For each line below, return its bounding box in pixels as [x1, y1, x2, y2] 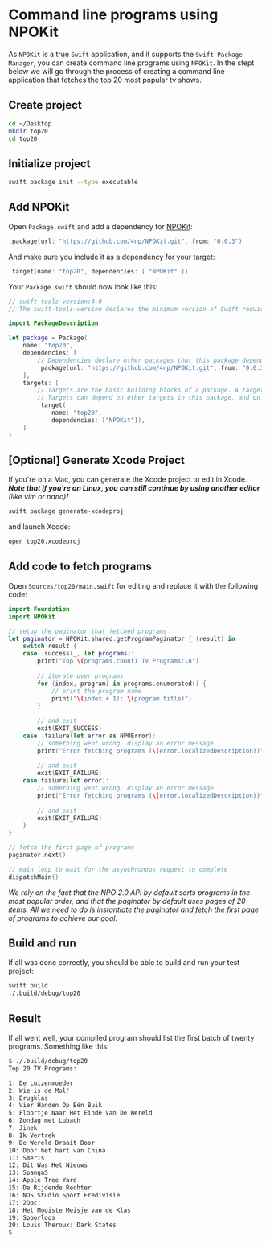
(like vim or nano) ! [8, 492, 69, 502]
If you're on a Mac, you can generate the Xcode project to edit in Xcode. [8, 474, 247, 484]
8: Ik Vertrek [8, 1131, 56, 1139]
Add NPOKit [8, 200, 70, 214]
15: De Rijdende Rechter [8, 1184, 92, 1192]
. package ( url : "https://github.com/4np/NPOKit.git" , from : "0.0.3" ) [8, 237, 243, 245]
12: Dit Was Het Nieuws [8, 1161, 88, 1169]
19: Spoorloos [8, 1213, 56, 1221]
